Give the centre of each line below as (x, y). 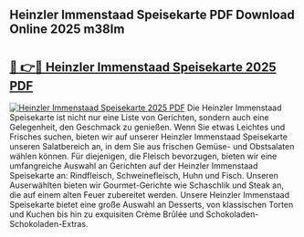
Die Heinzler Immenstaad (234, 108)
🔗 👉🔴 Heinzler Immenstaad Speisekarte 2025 (143, 67)
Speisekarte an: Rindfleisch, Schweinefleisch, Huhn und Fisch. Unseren (144, 175)
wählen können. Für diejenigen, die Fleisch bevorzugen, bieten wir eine (143, 156)
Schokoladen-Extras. (49, 224)
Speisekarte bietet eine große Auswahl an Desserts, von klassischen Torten (152, 205)
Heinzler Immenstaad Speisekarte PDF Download (152, 15)
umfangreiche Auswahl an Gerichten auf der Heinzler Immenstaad (134, 166)
